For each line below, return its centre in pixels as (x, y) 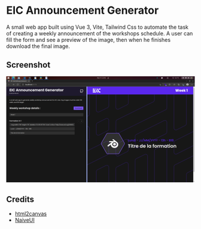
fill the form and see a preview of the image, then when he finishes (89, 40)
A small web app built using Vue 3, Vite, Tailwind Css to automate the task (98, 27)
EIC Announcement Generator (83, 10)
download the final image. (38, 46)
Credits (20, 199)
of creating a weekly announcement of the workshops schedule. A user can (100, 33)
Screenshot (28, 65)
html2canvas (31, 214)
